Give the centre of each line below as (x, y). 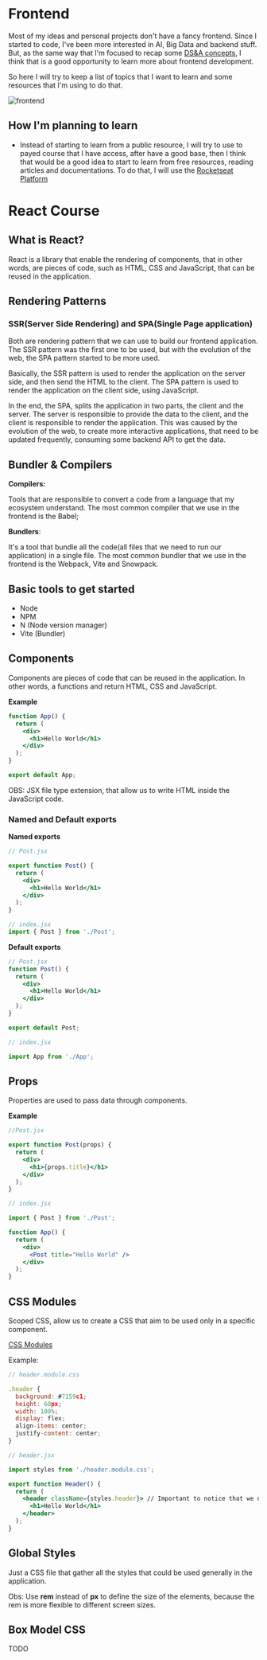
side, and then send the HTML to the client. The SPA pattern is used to (124, 382)
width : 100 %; (37, 1411)
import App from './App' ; (51, 1057)
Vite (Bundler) (43, 634)
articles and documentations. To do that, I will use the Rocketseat (126, 170)
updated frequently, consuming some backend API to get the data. (117, 439)
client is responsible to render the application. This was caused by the (123, 423)
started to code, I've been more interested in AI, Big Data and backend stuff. (133, 44)
